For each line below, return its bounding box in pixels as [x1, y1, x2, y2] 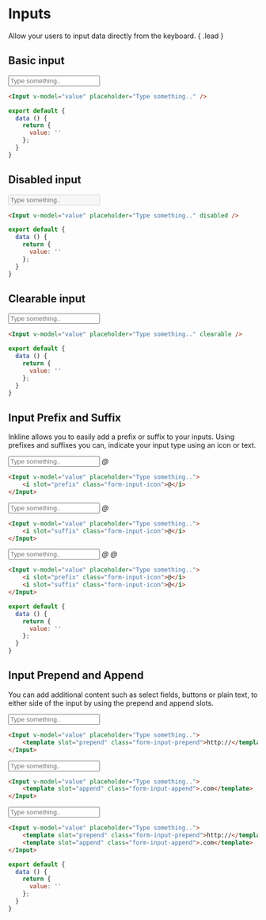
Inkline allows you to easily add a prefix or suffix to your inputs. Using [8, 432, 235, 441]
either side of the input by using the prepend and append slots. [8, 698, 214, 707]
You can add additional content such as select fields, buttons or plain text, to [8, 690, 258, 699]
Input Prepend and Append [8, 668, 144, 683]
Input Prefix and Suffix [8, 410, 121, 425]
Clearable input [8, 291, 85, 306]
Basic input [8, 54, 65, 67]
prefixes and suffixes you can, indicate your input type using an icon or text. [8, 441, 256, 450]
